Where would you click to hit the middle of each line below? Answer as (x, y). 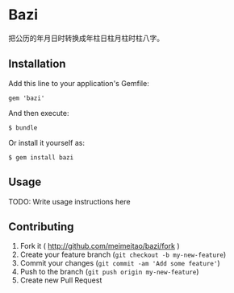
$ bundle (23, 128)
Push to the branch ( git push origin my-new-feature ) (109, 272)
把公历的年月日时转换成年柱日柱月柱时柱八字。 (86, 38)
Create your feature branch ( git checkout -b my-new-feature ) (123, 254)
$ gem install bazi (41, 157)
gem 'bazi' (27, 98)
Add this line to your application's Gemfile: (79, 83)
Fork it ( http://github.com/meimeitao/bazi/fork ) (100, 246)
